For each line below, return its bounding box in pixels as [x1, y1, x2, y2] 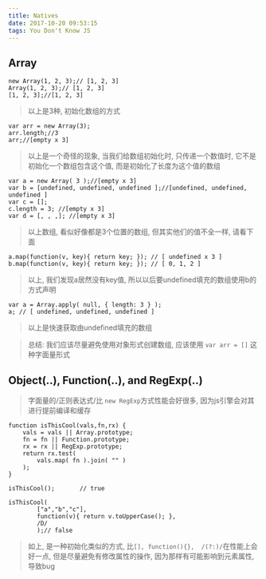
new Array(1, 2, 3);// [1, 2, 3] [8, 77, 119, 85]
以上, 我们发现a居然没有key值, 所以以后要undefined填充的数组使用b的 [27, 275, 257, 284]
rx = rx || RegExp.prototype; [22, 442, 123, 450]
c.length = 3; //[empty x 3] [8, 205, 105, 213]
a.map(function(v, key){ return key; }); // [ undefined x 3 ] [8, 253, 223, 261]
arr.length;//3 [8, 129, 59, 137]
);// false [37, 526, 73, 534]
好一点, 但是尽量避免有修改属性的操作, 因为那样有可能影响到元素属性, [27, 552, 255, 561]
